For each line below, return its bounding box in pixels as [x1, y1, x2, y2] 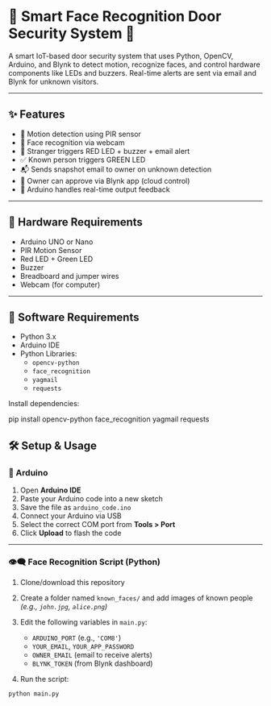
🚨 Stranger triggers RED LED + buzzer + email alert [19, 146, 190, 156]
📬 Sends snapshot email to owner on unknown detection [19, 164, 212, 174]
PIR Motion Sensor [19, 245, 82, 255]
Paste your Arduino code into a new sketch [19, 494, 164, 504]
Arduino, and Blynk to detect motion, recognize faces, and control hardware [8, 60, 261, 69]
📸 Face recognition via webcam [19, 137, 125, 147]
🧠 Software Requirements [8, 310, 140, 324]
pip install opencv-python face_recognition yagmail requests [8, 414, 210, 424]
